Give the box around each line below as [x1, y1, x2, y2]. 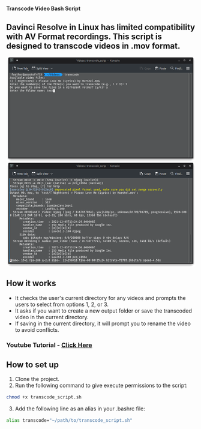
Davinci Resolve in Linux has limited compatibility [6, 22, 196, 32]
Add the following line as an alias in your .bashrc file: [14, 405, 145, 412]
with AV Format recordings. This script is [6, 31, 162, 41]
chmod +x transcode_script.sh [6, 394, 82, 400]
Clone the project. [14, 376, 60, 383]
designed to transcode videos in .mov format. [6, 41, 181, 51]
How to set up [6, 359, 59, 370]
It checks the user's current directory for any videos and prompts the [14, 294, 186, 301]
